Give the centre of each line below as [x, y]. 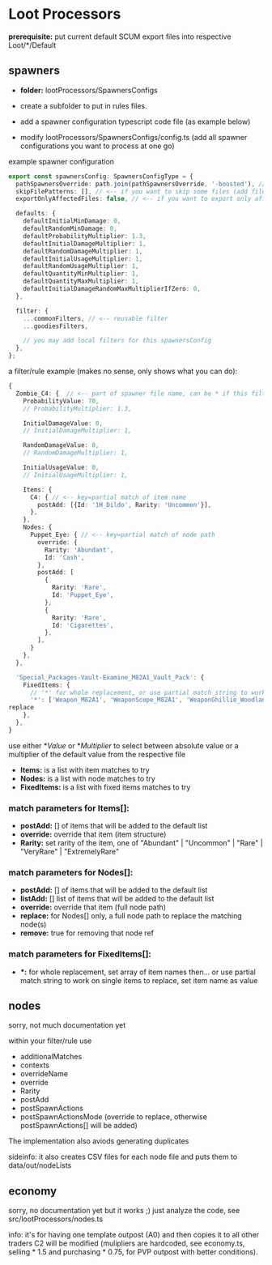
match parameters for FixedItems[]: [80, 954]
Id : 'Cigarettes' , [83, 625]
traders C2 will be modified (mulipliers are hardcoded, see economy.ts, [127, 1243]
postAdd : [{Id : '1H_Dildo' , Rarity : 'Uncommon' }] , [125, 505]
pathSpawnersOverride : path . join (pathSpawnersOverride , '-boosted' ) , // [141, 184]
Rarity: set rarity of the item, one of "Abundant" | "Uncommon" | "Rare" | [141, 843]
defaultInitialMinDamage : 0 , [72, 221]
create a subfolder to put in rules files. [83, 105]
